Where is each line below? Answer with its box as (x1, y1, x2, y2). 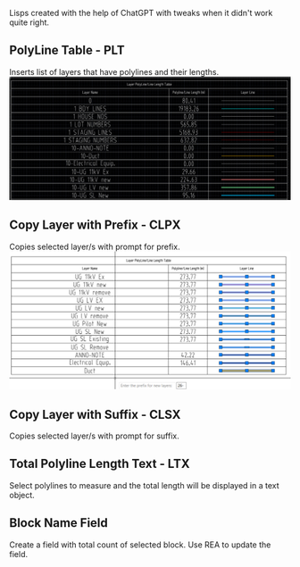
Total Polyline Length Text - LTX (9, 456, 190, 471)
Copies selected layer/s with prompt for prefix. (9, 241, 180, 252)
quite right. (9, 17, 50, 28)
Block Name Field (9, 515, 109, 530)
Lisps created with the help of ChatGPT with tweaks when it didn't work (9, 8, 273, 18)
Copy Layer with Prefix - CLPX (9, 218, 181, 233)
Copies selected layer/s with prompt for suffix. (9, 430, 180, 441)
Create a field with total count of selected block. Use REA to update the (9, 539, 271, 550)
